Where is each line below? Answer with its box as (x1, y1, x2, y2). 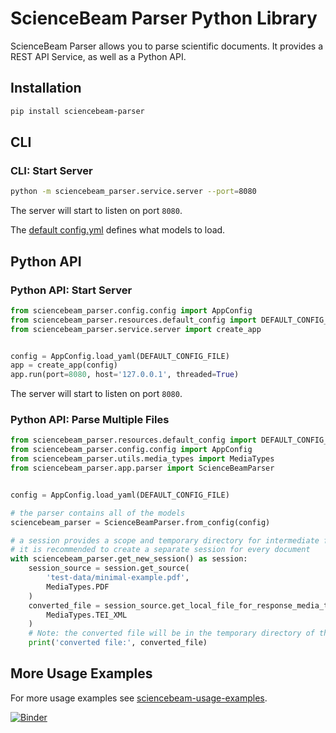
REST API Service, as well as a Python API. (10, 50, 187, 62)
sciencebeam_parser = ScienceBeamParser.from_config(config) (10, 517, 271, 527)
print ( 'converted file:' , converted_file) (28, 638, 208, 648)
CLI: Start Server (10, 163, 93, 177)
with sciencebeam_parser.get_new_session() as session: (10, 554, 248, 564)
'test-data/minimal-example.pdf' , (46, 573, 190, 583)
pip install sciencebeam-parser (10, 106, 145, 116)
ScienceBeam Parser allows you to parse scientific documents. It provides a (10, 40, 324, 52)
